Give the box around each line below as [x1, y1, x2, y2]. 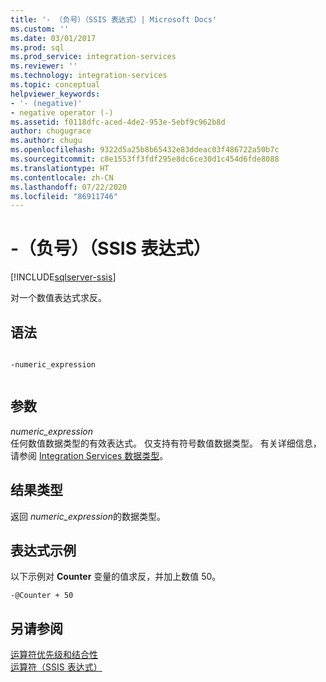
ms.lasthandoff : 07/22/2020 [10, 182, 128, 192]
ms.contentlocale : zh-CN [10, 172, 114, 183]
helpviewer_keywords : [10, 89, 101, 99]
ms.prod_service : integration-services [10, 52, 177, 62]
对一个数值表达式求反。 [10, 292, 107, 304]
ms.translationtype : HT [10, 163, 110, 173]
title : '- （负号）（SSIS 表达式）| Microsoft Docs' [10, 14, 218, 25]
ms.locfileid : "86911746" [10, 191, 118, 201]
